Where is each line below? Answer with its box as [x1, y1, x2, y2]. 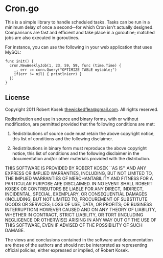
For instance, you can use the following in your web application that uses [5, 44, 152, 50]
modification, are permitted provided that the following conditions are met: [5, 121, 155, 127]
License [5, 93, 30, 102]
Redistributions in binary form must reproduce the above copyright [12, 145, 147, 151]
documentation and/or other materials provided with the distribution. [12, 155, 150, 161]
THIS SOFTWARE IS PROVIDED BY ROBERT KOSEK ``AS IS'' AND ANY [5, 165, 146, 171]
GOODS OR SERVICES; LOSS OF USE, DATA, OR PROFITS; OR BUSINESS [5, 201, 152, 207]
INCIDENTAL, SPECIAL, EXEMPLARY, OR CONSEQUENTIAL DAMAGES [5, 191, 147, 197]
